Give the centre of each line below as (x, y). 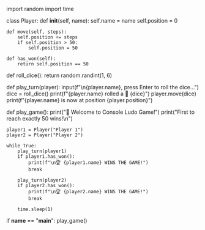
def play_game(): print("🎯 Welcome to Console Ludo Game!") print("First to (100, 112)
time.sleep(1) (35, 209)
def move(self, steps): (37, 32)
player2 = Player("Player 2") (45, 135)
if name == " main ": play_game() (47, 221)
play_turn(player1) (42, 151)
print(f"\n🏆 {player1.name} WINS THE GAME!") (88, 163)
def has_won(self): (31, 59)
